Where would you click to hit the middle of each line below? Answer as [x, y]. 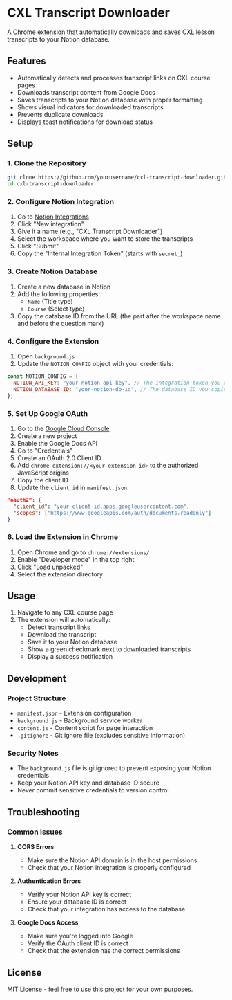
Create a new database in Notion [64, 287]
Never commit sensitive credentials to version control [93, 790]
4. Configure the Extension [53, 341]
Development [37, 679]
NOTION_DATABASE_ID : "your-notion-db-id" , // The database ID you [111, 389]
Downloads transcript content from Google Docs [86, 92]
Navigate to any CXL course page [65, 612]
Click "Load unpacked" [50, 567]
